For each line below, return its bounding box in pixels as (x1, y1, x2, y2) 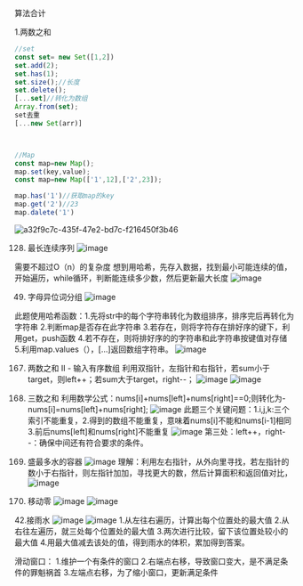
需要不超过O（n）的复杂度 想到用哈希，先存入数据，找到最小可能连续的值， (14, 261, 292, 272)
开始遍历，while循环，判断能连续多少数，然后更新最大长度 (14, 273, 229, 283)
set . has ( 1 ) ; (14, 69, 59, 78)
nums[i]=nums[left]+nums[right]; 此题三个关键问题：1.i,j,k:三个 (27, 403, 290, 414)
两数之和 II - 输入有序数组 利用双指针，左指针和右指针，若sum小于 (27, 362, 270, 373)
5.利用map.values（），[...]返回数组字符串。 (14, 344, 173, 354)
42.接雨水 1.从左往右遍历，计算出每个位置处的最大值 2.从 (14, 515, 290, 525)
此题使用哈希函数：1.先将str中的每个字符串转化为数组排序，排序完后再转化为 (14, 310, 294, 321)
